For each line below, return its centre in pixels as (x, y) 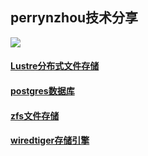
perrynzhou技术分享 (74, 18)
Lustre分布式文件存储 (55, 66)
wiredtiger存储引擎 (50, 140)
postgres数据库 (42, 91)
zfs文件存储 (35, 115)
